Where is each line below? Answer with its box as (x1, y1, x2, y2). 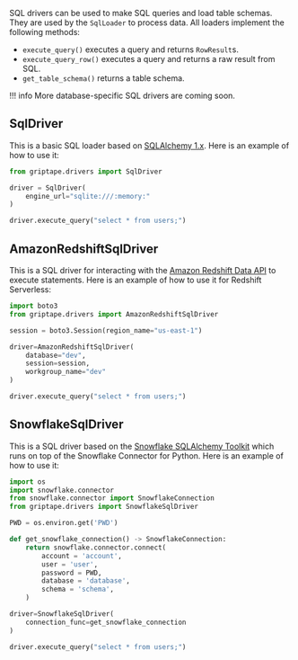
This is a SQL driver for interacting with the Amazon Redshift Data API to (9, 265, 276, 275)
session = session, (25, 359, 91, 368)
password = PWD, (41, 568, 102, 577)
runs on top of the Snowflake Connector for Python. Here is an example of (9, 450, 285, 461)
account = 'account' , (41, 551, 123, 560)
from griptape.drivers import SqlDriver (9, 166, 163, 176)
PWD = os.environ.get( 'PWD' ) (9, 519, 118, 528)
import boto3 (9, 301, 58, 310)
